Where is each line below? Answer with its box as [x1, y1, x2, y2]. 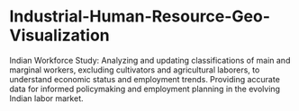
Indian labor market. [9, 92, 84, 104]
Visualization [9, 25, 110, 46]
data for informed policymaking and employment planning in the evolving [9, 83, 281, 94]
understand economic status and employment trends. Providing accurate [9, 73, 281, 84]
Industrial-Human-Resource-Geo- [9, 6, 270, 27]
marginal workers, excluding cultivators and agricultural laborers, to [9, 64, 260, 75]
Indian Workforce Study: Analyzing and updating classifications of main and [9, 55, 291, 65]
